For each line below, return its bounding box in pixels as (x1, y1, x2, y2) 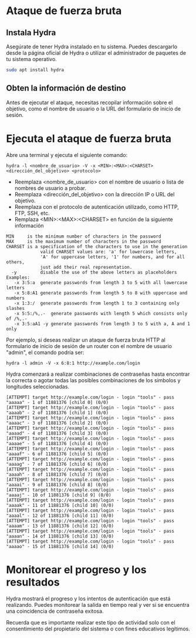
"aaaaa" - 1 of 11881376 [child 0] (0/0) (6, 399, 109, 405)
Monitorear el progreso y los (6, 563, 147, 576)
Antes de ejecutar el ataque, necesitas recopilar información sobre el (6, 99, 173, 106)
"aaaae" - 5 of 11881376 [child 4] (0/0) (6, 440, 109, 446)
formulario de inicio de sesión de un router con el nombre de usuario (6, 342, 172, 349)
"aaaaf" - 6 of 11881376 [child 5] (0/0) (6, 451, 109, 457)
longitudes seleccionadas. (6, 383, 69, 390)
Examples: (6, 275, 31, 280)
